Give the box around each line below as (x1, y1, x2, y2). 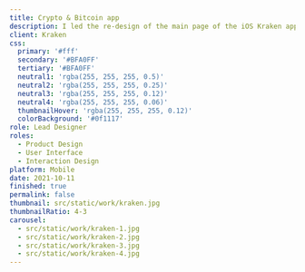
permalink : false (9, 190, 75, 199)
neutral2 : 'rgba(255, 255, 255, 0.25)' (17, 81, 169, 90)
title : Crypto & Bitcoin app (9, 13, 120, 23)
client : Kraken (9, 30, 67, 39)
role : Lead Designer (9, 123, 88, 132)
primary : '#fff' (17, 47, 79, 56)
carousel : (9, 215, 47, 225)
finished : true (9, 182, 67, 191)
